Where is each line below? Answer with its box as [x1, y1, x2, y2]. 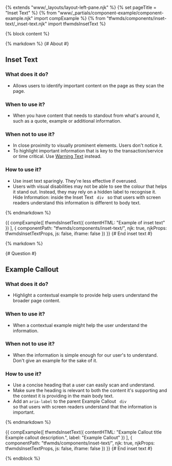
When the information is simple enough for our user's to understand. [12, 352, 158, 358]
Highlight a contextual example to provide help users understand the [12, 292, 158, 298]
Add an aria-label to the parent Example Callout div [12, 398, 127, 404]
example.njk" [5, 15, 33, 21]
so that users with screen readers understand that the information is [12, 404, 157, 410]
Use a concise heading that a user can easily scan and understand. [12, 382, 156, 388]
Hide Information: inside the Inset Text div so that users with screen [12, 194, 161, 200]
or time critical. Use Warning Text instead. [12, 153, 102, 160]
